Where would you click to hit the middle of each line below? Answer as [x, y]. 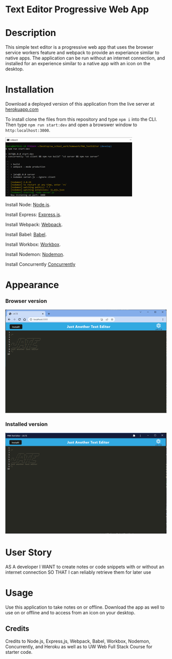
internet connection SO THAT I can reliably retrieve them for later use [78, 572]
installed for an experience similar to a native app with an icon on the [78, 64]
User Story [29, 553]
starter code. [19, 652]
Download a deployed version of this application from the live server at [80, 104]
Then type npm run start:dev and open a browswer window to [71, 125]
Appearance [32, 285]
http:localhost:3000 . [28, 130]
